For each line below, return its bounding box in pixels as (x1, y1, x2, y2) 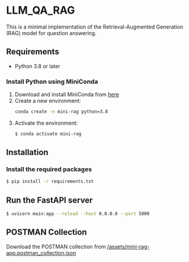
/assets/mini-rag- (107, 243, 150, 250)
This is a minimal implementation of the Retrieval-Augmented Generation (6, 23, 184, 30)
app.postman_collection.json (6, 249, 76, 256)
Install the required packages (6, 165, 92, 173)
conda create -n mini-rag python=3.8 (14, 109, 108, 115)
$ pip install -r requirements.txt (6, 179, 94, 185)
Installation (6, 147, 49, 157)
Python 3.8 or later (14, 62, 60, 70)
